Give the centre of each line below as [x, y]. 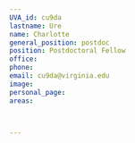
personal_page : [38, 92]
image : [21, 84]
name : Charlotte [39, 34]
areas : [21, 101]
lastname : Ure [36, 26]
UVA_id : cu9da [36, 17]
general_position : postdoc [59, 42]
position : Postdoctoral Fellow [67, 51]
